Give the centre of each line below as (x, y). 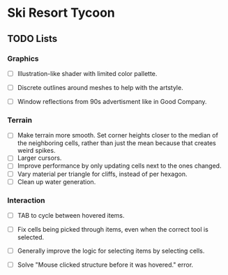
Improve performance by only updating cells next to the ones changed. (119, 166)
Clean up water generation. (56, 181)
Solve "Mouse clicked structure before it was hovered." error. (105, 265)
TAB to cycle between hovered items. (71, 215)
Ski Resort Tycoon (61, 13)
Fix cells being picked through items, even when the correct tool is (113, 230)
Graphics (23, 59)
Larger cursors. (39, 158)
